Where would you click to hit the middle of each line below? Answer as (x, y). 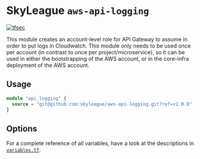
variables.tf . (23, 150)
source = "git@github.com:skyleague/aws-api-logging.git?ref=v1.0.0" (102, 104)
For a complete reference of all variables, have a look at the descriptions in (100, 143)
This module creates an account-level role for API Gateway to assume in (97, 39)
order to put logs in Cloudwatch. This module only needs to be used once (98, 46)
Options (22, 129)
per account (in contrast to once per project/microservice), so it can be (95, 52)
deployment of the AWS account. (48, 65)
